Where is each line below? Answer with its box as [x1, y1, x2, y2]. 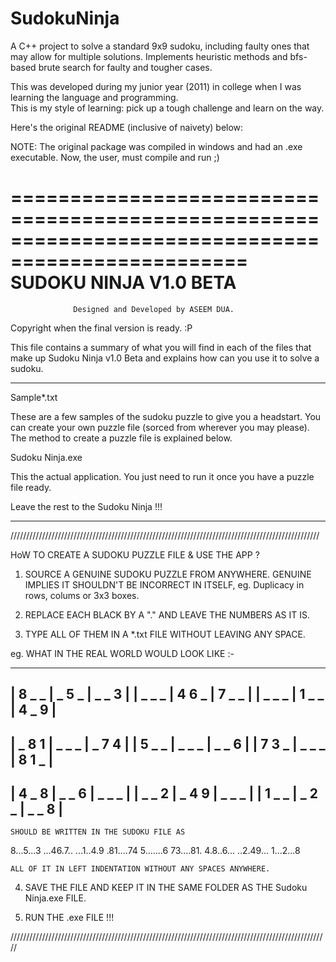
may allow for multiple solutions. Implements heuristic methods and [10, 50, 288, 62]
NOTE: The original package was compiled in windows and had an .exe [10, 140, 303, 152]
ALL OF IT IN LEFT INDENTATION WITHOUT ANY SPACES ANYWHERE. [10, 864, 271, 874]
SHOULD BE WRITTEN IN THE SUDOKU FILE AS [10, 827, 186, 837]
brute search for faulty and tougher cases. [38, 61, 213, 73]
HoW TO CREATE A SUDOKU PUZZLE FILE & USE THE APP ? [10, 548, 260, 561]
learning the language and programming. [10, 91, 179, 103]
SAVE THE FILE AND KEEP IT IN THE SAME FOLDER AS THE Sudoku [24, 882, 308, 894]
